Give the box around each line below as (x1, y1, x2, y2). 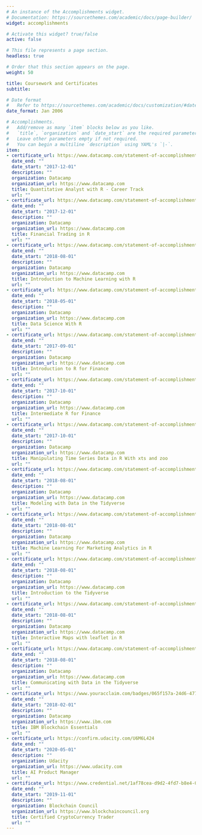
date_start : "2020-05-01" (11, 747, 77, 753)
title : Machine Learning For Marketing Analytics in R (11, 545, 152, 551)
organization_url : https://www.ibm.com (11, 719, 112, 725)
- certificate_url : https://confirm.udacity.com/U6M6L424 (6, 736, 155, 742)
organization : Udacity (11, 758, 69, 764)
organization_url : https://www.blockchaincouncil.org (11, 808, 149, 815)
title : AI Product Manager (11, 769, 79, 775)
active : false (6, 37, 42, 43)
